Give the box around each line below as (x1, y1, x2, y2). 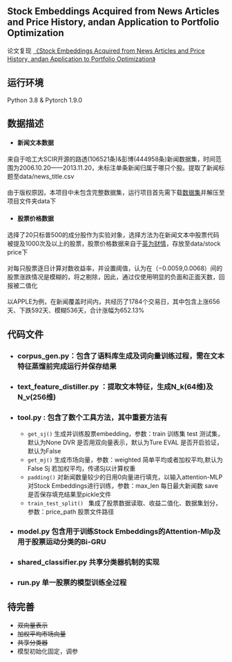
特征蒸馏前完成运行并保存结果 (17, 361, 117, 371)
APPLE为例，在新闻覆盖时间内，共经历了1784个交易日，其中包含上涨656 (12, 297, 220, 306)
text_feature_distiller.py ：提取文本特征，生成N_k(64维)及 (17, 381, 213, 391)
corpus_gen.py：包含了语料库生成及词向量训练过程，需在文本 (17, 351, 225, 360)
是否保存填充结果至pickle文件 (27, 490, 112, 498)
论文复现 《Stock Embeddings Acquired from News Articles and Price (7, 46, 205, 55)
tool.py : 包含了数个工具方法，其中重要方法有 (17, 412, 168, 422)
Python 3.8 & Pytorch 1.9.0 (7, 96, 83, 104)
